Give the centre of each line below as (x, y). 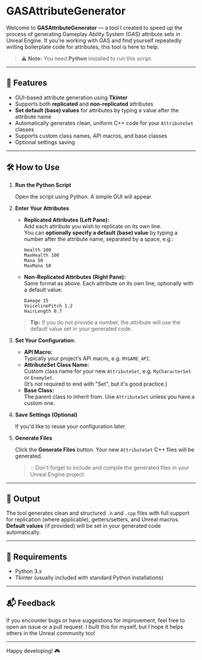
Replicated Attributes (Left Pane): (66, 220)
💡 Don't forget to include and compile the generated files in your (109, 467)
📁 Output (23, 499)
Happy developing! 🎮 (33, 651)
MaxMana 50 (38, 265)
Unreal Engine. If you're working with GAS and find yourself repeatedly (94, 40)
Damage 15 (36, 301)
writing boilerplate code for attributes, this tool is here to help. (83, 47)
